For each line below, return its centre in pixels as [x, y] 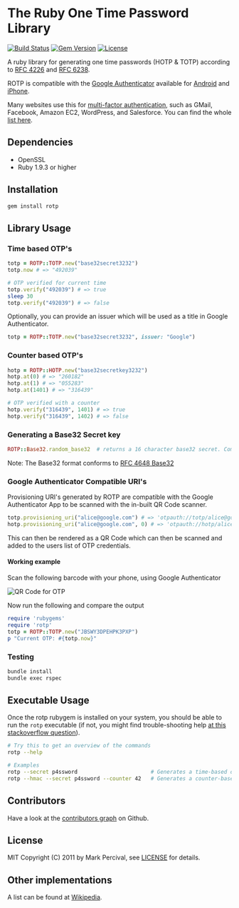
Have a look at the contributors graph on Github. [78, 818]
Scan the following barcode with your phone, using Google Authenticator [114, 578]
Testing [21, 657]
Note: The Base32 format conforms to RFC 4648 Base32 [91, 463]
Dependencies [40, 142]
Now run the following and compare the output [76, 605]
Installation [33, 190]
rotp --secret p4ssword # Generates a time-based [117, 772]
